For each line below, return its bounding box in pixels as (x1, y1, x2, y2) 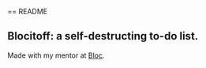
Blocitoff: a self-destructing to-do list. (7, 29, 199, 43)
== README (7, 7, 48, 16)
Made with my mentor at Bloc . (7, 51, 105, 60)
